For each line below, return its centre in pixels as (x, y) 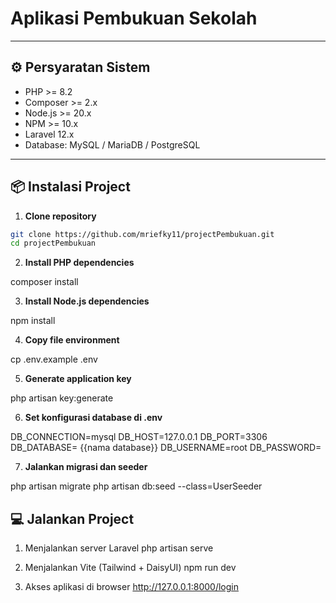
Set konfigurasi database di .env (93, 418)
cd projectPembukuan (53, 243)
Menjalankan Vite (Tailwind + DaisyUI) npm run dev (130, 568)
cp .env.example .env (54, 359)
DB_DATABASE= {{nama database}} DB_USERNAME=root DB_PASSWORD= (166, 448)
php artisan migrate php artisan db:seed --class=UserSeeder (136, 486)
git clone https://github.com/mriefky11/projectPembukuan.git (142, 234)
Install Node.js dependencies (87, 301)
